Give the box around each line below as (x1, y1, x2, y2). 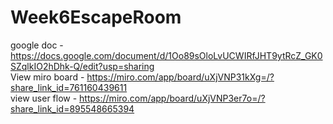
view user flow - (10, 92, 78, 104)
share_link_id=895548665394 (10, 102, 135, 115)
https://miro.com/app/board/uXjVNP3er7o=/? (79, 92, 266, 104)
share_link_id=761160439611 (10, 81, 128, 93)
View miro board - (10, 71, 85, 83)
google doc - (10, 39, 64, 51)
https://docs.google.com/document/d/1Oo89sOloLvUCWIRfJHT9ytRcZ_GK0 (10, 49, 323, 61)
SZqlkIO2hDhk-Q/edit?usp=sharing (10, 60, 155, 72)
